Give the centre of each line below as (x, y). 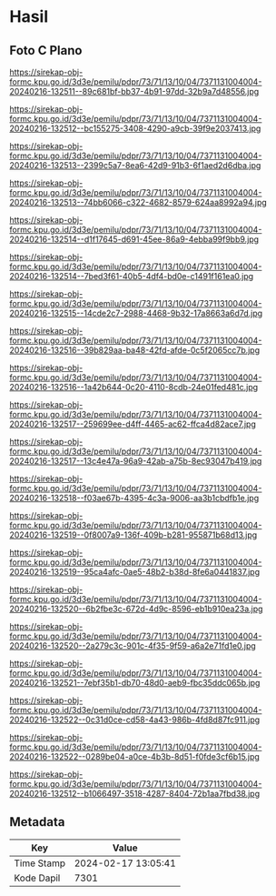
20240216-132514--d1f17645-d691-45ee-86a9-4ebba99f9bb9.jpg (134, 239)
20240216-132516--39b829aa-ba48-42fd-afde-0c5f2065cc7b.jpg (135, 350)
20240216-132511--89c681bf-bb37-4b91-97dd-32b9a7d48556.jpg (134, 91)
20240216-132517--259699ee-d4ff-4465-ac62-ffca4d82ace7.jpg (133, 424)
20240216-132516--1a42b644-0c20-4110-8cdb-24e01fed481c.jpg (134, 387)
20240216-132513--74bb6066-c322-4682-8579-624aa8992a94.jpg (138, 202)
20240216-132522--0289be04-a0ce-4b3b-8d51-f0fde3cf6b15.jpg (135, 756)
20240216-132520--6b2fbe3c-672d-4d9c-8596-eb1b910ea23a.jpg (136, 609)
